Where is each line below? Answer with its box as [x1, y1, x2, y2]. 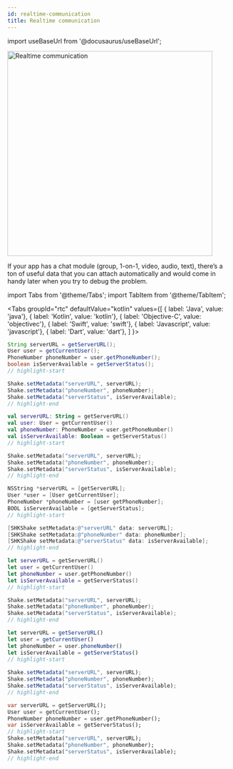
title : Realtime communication [7, 17, 100, 24]
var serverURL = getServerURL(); [7, 701, 107, 709]
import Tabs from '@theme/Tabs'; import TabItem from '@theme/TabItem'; [7, 290, 227, 299]
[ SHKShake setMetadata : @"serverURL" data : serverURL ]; [7, 525, 174, 532]
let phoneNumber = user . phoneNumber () [7, 642, 123, 649]
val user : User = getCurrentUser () [7, 420, 113, 427]
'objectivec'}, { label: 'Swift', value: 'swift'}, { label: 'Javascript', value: [7, 319, 211, 328]
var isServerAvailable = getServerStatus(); [7, 721, 142, 729]
